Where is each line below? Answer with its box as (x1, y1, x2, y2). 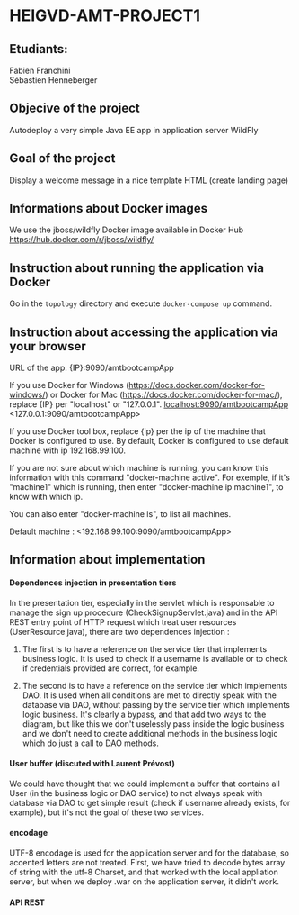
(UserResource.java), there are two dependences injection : (9, 626, 231, 637)
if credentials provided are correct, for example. (22, 663, 200, 674)
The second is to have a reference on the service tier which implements (22, 680, 288, 691)
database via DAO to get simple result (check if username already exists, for (9, 797, 291, 808)
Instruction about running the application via (9, 260, 265, 276)
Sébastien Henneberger (9, 75, 98, 86)
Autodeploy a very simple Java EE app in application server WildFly (9, 124, 259, 135)
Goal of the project (9, 150, 116, 167)
